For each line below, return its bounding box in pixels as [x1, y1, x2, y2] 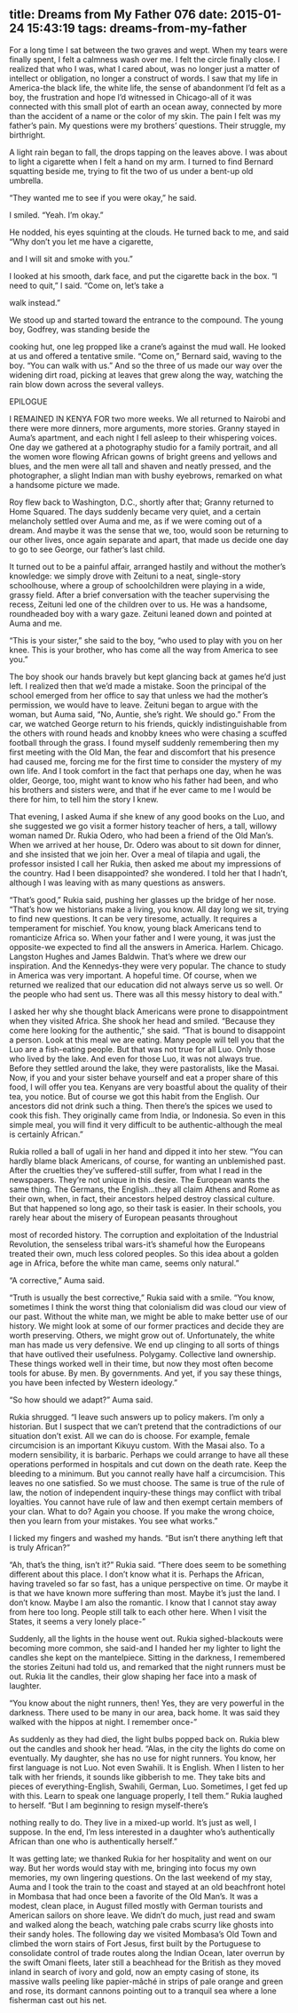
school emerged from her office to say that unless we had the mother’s [9, 690, 269, 700]
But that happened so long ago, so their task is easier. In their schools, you [9, 1202, 282, 1213]
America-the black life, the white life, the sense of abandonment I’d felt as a [9, 82, 286, 92]
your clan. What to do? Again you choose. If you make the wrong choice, [9, 1506, 275, 1516]
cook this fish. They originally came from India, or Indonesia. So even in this [9, 1110, 286, 1121]
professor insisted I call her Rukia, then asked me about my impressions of [9, 858, 282, 869]
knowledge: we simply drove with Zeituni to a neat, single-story [9, 571, 241, 581]
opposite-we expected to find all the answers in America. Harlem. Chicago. [9, 941, 284, 952]
